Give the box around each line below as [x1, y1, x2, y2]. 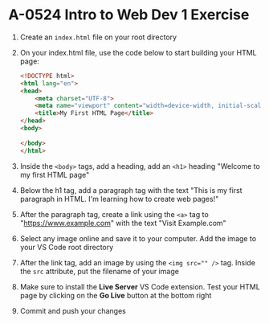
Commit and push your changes [19, 306, 126, 315]
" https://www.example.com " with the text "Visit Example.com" [19, 218, 226, 228]
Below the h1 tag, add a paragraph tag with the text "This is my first [19, 185, 243, 195]
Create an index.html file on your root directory [19, 32, 177, 42]
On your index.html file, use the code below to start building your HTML [19, 47, 257, 57]
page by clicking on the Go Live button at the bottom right [19, 290, 212, 300]
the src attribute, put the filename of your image [19, 266, 179, 276]
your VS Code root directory [19, 242, 114, 252]
